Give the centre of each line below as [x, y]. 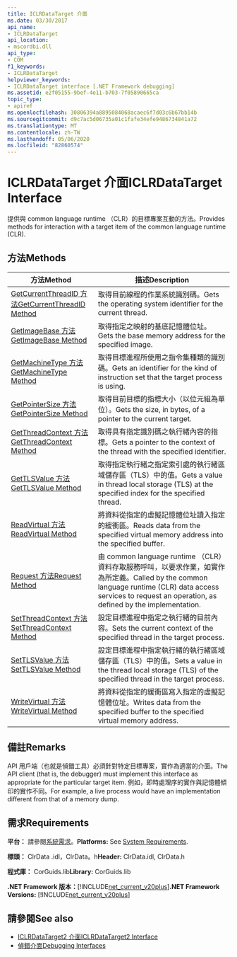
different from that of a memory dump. [63, 799]
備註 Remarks [37, 747]
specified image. [125, 344]
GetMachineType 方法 [47, 362]
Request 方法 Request [46, 575]
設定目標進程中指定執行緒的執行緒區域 [162, 650]
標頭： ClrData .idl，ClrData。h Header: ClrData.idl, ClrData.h [96, 856]
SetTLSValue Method [46, 669]
